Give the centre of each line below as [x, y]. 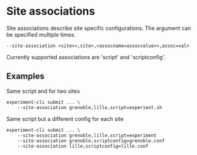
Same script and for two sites [43, 91]
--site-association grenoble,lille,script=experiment [87, 135]
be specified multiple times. [41, 34]
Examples [25, 77]
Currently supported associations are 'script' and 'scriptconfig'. [86, 57]
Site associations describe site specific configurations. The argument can [99, 28]
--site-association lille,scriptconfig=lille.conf [83, 146]
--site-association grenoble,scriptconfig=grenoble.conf [91, 141]
